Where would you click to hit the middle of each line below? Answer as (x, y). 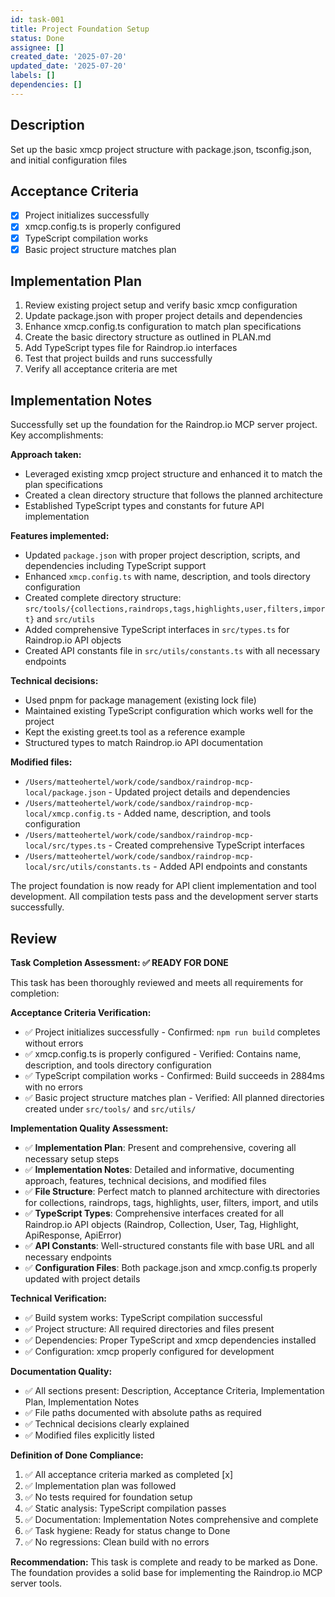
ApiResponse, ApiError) (73, 1235)
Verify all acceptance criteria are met (101, 369)
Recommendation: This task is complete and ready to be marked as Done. (164, 1562)
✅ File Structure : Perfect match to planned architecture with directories (172, 1192)
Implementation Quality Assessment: (89, 1128)
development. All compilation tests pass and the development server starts (164, 897)
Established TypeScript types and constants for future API (144, 506)
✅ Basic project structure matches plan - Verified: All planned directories (174, 1098)
